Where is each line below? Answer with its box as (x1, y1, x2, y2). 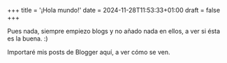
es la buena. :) (7, 34, 48, 43)
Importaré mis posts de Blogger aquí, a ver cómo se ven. (7, 48, 170, 56)
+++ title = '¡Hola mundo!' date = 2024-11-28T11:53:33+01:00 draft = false (7, 6, 221, 14)
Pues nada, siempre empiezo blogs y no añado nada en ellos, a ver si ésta (7, 27, 221, 35)
